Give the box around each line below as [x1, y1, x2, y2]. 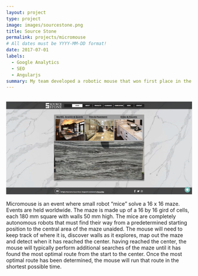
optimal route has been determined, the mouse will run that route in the [6, 256, 179, 264]
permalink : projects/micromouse [6, 34, 86, 41]
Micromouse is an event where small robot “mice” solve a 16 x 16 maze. [6, 200, 180, 207]
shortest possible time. [6, 263, 62, 270]
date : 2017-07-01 [6, 47, 49, 53]
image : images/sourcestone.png [6, 22, 83, 28]
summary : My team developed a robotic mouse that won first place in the [6, 78, 192, 84]
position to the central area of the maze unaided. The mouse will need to [6, 225, 183, 232]
